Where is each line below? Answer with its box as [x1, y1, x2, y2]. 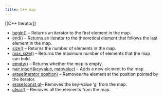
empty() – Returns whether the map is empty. [12, 61, 103, 66]
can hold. [12, 55, 31, 61]
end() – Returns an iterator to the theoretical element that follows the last [12, 35, 158, 41]
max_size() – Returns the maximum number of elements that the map [12, 50, 150, 56]
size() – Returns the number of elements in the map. [12, 45, 116, 51]
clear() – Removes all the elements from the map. [12, 86, 111, 92]
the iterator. [12, 76, 36, 82]
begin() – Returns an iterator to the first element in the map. [12, 30, 131, 35]
